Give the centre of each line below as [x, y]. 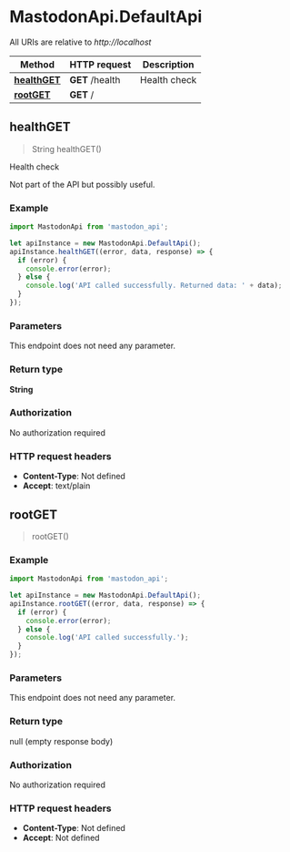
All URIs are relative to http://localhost [80, 42]
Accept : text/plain [56, 486]
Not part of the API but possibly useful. [82, 184]
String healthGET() [66, 149]
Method [37, 64]
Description [168, 64]
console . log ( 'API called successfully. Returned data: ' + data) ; [154, 286]
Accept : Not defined [61, 838]
